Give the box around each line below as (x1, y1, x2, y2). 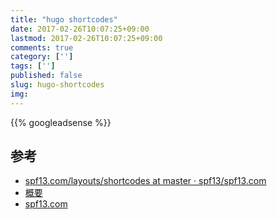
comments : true (10, 42, 74, 53)
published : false (10, 71, 83, 81)
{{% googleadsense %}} (10, 116, 112, 128)
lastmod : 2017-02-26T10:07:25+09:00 (10, 33, 163, 43)
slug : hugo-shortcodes (10, 80, 105, 90)
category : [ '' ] (10, 52, 74, 62)
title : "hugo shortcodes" (10, 14, 118, 25)
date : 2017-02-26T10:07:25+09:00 (10, 24, 150, 34)
